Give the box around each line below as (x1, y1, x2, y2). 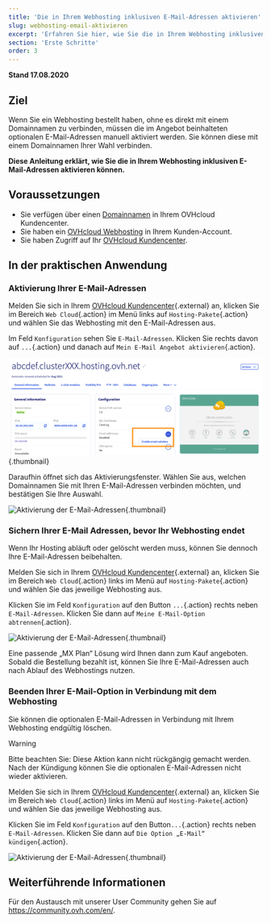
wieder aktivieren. (8, 771, 69, 781)
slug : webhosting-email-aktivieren (8, 21, 128, 30)
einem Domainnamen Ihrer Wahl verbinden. (8, 140, 152, 150)
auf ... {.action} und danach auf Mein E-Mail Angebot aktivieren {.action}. (8, 343, 256, 352)
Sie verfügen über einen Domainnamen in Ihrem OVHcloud (19, 210, 215, 219)
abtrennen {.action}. (8, 617, 72, 627)
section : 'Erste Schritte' (8, 39, 99, 47)
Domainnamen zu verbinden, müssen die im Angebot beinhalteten (8, 123, 228, 133)
